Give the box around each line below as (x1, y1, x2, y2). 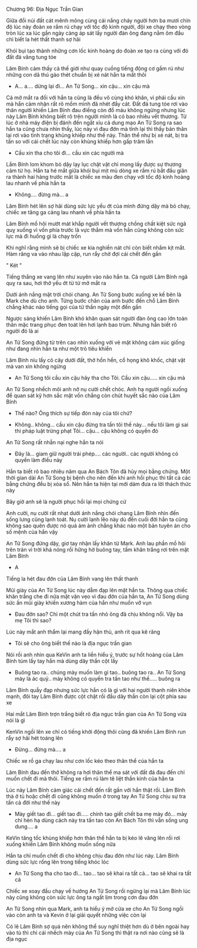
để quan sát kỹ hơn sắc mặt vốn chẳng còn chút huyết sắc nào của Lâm (6, 392, 181, 399)
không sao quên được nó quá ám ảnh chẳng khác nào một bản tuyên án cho (6, 522, 191, 529)
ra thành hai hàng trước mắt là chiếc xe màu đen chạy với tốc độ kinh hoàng (6, 173, 190, 180)
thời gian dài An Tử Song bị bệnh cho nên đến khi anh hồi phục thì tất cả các (6, 474, 191, 481)
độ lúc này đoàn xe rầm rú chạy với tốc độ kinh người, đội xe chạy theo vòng (6, 24, 191, 30)
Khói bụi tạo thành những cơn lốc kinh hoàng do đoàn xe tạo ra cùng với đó (6, 47, 189, 54)
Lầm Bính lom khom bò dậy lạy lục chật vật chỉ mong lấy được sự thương (6, 161, 182, 168)
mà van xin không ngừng (6, 363, 66, 370)
